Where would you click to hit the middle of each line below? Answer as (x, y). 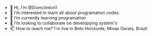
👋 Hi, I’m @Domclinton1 (33, 8)
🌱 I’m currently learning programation (48, 18)
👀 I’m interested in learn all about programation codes (64, 13)
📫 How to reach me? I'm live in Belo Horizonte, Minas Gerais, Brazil (78, 28)
